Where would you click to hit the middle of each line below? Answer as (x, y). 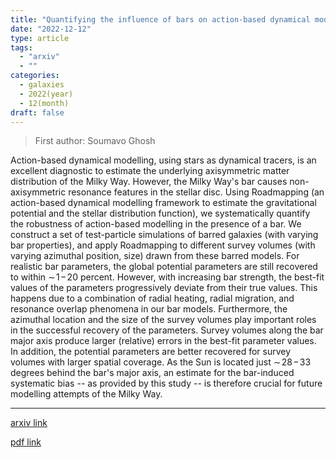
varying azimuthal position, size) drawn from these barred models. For (155, 256)
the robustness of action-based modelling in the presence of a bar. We (156, 224)
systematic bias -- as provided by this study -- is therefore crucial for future (166, 383)
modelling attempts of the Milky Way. (86, 394)
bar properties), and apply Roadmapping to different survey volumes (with (163, 245)
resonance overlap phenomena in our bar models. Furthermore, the (149, 309)
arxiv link (29, 423)
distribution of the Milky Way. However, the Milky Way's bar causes (149, 182)
